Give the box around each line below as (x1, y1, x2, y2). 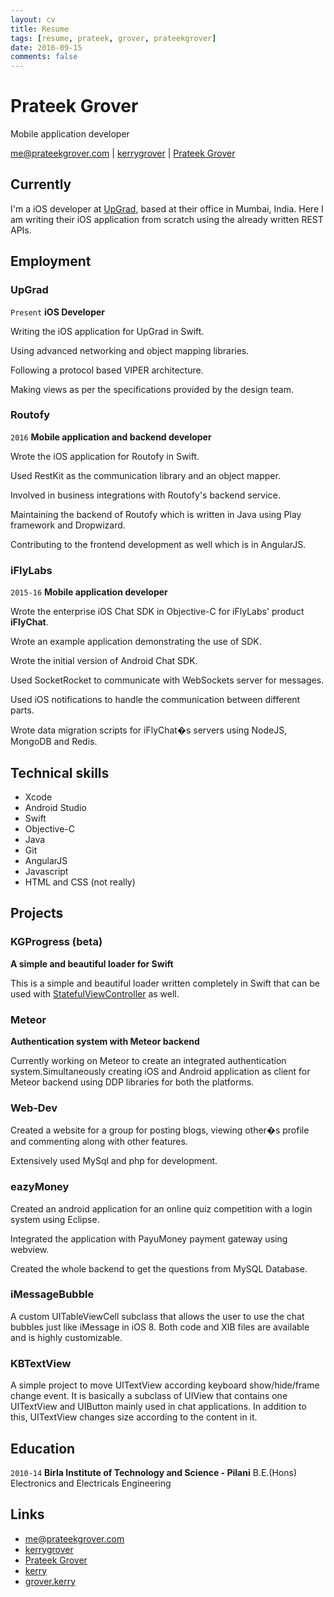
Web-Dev (10, 1101, 58, 1115)
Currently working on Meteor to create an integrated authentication (10, 1054, 287, 1066)
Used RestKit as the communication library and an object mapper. (10, 469, 281, 481)
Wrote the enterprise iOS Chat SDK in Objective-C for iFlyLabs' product (10, 606, 305, 618)
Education (10, 1440, 76, 1457)
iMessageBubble (10, 1287, 95, 1301)
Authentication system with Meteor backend (10, 1035, 200, 1047)
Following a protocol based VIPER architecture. (10, 364, 204, 376)
